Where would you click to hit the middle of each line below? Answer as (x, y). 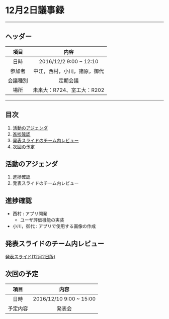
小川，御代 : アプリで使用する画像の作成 (54, 226)
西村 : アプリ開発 (30, 214)
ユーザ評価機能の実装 (42, 220)
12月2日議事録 (35, 10)
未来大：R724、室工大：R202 (69, 90)
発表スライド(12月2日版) (30, 256)
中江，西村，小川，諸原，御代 (69, 71)
